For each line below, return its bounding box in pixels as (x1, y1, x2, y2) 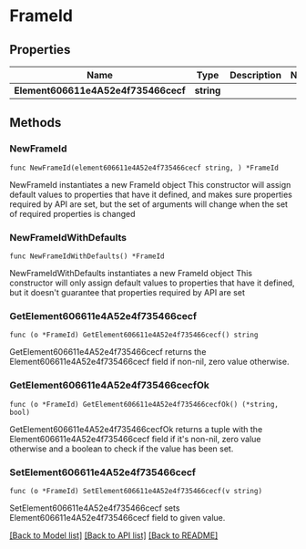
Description (229, 69, 282, 81)
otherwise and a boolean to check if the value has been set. (9, 443, 234, 454)
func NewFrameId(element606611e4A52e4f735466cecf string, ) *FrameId (9, 163, 280, 172)
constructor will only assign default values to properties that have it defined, (9, 277, 295, 288)
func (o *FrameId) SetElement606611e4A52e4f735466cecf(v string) (9, 486, 262, 495)
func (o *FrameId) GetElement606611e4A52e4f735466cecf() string (9, 330, 259, 340)
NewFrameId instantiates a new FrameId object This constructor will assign (9, 179, 291, 190)
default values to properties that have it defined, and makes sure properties (9, 189, 293, 200)
